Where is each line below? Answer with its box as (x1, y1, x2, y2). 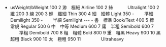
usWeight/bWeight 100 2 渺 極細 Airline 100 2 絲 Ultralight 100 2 (10, 5, 159, 10)
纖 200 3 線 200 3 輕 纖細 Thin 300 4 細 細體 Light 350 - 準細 (10, 11, 153, 17)
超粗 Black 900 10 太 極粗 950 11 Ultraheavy (10, 36, 124, 42)
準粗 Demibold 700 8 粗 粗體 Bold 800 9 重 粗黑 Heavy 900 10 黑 (19, 30, 161, 35)
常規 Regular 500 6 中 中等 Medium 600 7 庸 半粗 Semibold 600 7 (10, 23, 154, 29)
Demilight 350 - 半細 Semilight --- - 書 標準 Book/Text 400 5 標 (10, 17, 154, 23)
